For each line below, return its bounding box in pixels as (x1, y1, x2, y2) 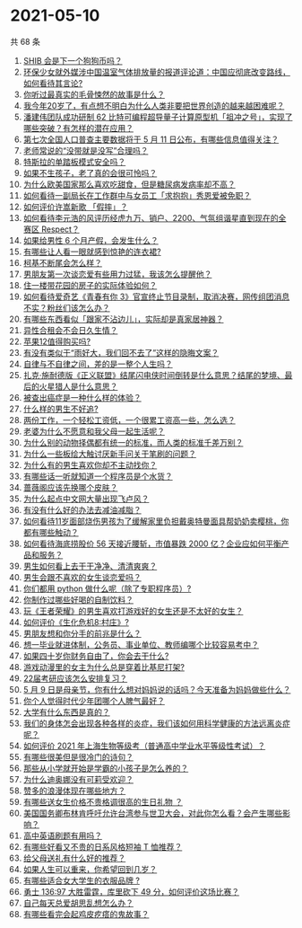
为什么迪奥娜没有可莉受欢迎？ (22, 773, 134, 784)
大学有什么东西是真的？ (22, 706, 110, 717)
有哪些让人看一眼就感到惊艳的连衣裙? (22, 246, 161, 257)
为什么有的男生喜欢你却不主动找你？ (22, 459, 158, 470)
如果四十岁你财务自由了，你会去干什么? (22, 650, 169, 661)
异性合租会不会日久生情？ (22, 324, 118, 335)
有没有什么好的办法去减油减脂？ (22, 504, 142, 515)
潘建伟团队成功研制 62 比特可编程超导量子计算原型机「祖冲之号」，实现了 (22, 111, 293, 122)
